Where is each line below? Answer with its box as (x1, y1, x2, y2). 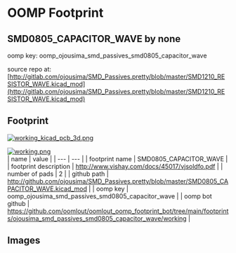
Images (7, 235, 41, 247)
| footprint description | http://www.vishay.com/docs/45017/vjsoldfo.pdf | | (7, 162, 223, 170)
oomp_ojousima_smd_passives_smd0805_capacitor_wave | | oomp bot (7, 191, 212, 200)
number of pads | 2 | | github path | (7, 170, 109, 178)
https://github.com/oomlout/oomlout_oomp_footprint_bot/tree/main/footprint (7, 207, 229, 215)
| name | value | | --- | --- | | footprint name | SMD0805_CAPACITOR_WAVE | (7, 154, 228, 163)
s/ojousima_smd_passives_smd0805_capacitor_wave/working (7, 214, 188, 222)
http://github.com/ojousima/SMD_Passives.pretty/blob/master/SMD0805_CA (7, 177, 229, 185)
